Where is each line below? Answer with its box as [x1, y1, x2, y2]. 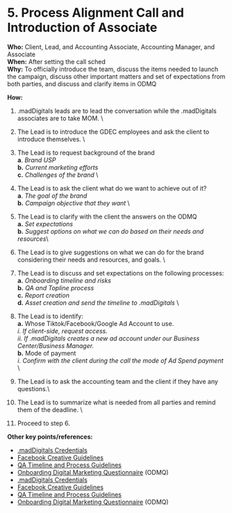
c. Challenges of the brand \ [17, 171, 99, 179]
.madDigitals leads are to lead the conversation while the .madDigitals [17, 106, 217, 115]
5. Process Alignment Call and [7, 5, 184, 21]
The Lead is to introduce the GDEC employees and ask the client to [17, 127, 210, 136]
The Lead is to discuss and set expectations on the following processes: [17, 269, 224, 277]
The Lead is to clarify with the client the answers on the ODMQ [17, 212, 197, 221]
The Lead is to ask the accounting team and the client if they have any [17, 377, 219, 386]
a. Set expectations [17, 219, 74, 228]
